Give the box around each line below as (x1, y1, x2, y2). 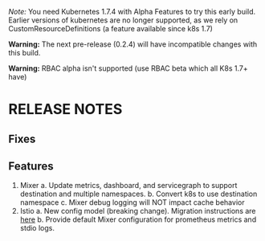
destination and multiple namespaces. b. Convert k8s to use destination (19, 189, 258, 199)
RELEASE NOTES (8, 100, 123, 119)
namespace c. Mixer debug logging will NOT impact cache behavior (19, 198, 245, 207)
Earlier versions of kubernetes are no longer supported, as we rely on (8, 15, 238, 25)
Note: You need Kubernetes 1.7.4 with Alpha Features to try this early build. (8, 7, 256, 16)
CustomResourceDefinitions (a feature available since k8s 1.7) (8, 24, 213, 33)
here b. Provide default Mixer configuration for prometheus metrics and (19, 214, 257, 224)
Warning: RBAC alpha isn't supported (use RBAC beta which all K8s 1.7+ (8, 63, 248, 73)
